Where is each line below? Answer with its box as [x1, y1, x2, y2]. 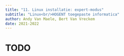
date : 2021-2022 [5, 21, 39, 26]
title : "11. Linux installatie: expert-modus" [5, 7, 104, 12]
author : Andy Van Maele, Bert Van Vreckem [5, 16, 95, 21]
